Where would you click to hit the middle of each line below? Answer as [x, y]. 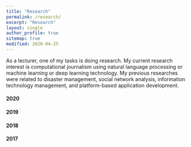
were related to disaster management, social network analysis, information [96, 79]
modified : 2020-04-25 [32, 44]
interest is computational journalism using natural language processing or [94, 66]
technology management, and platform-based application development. [93, 85]
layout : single [25, 28]
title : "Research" [28, 11]
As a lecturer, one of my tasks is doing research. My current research [90, 60]
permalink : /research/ [34, 17]
